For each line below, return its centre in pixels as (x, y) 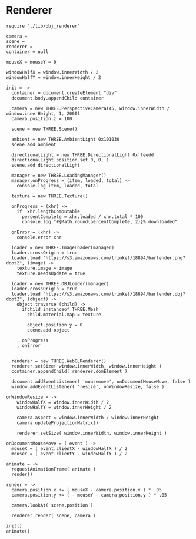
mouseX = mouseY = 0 (31, 62)
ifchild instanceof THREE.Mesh (60, 309)
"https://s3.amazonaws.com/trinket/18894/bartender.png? (114, 258)
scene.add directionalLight (46, 165)
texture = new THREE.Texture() (50, 196)
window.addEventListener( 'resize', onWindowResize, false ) (88, 386)
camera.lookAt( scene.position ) (52, 505)
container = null (27, 52)
